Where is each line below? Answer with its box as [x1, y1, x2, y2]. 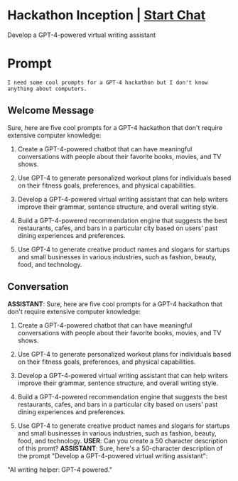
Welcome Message [7, 104, 94, 117]
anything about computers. [7, 85, 87, 92]
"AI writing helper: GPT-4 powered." [7, 465, 112, 474]
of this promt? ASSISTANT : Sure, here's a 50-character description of [17, 444, 223, 453]
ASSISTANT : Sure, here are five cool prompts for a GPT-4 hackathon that [7, 299, 222, 308]
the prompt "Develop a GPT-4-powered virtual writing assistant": [17, 451, 208, 460]
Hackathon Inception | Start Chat [7, 7, 206, 23]
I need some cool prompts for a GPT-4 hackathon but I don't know [7, 79, 208, 86]
